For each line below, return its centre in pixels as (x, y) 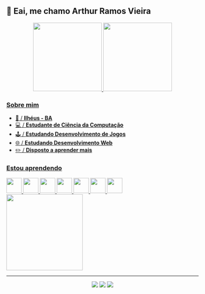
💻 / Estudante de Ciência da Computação (69, 125)
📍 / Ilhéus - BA (34, 118)
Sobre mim (23, 105)
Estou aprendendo (34, 168)
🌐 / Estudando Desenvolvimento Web (64, 143)
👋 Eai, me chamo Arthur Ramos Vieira (79, 11)
